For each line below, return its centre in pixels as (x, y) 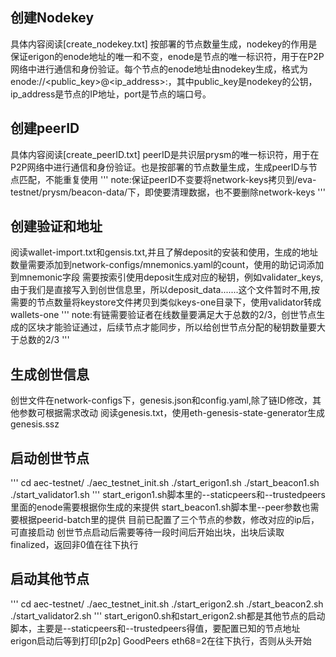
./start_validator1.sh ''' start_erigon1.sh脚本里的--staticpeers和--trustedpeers (168, 495)
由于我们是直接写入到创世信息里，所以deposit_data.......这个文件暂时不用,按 (165, 290)
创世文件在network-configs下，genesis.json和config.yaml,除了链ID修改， (161, 400)
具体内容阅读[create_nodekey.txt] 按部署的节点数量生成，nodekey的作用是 (164, 44)
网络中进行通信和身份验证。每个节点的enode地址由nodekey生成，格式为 (159, 69)
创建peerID (45, 128)
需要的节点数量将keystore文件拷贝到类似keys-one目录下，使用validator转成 (166, 302)
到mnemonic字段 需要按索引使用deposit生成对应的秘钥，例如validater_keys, (167, 277)
